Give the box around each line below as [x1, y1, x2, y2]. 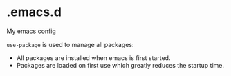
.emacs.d [6, 4, 62, 20]
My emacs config [6, 27, 56, 35]
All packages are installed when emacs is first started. [16, 53, 171, 62]
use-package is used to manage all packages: [6, 40, 134, 48]
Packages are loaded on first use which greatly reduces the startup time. [16, 61, 225, 69]
